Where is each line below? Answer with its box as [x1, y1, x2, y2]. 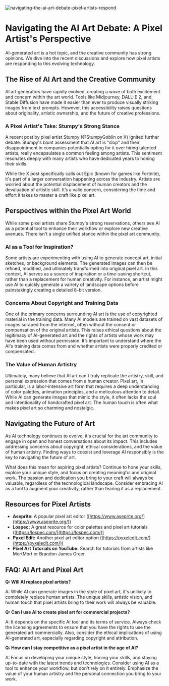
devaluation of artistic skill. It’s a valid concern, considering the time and [5, 187, 155, 193]
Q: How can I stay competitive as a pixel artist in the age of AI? [5, 645, 139, 651]
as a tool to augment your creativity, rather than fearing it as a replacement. [5, 485, 162, 491]
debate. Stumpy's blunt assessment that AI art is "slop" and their [5, 139, 140, 146]
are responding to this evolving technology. [5, 61, 95, 67]
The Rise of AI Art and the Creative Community [5, 75, 156, 84]
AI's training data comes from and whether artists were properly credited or [5, 343, 162, 349]
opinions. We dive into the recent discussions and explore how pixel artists [5, 55, 160, 61]
